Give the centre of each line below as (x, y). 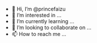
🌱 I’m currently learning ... (43, 21)
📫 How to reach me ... (39, 34)
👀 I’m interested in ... (36, 15)
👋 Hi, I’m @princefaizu (39, 9)
